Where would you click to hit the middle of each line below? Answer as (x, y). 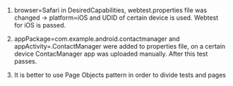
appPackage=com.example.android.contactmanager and (97, 39)
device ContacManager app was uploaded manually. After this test (111, 54)
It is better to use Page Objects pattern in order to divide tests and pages (120, 75)
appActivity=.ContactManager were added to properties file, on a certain (120, 46)
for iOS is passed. (40, 25)
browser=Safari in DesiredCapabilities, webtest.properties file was (110, 10)
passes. (25, 61)
